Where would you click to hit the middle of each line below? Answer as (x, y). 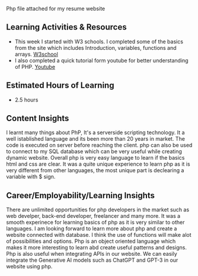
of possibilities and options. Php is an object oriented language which (91, 241)
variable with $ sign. (31, 177)
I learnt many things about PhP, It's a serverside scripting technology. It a (95, 132)
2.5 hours (26, 100)
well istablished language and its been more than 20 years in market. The (96, 139)
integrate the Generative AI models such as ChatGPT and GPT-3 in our (92, 260)
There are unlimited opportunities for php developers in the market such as (98, 210)
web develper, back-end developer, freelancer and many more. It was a (93, 216)
